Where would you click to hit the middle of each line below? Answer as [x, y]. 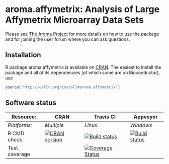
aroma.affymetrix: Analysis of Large [82, 9]
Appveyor [146, 117]
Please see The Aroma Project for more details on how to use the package [82, 34]
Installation [23, 55]
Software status [31, 103]
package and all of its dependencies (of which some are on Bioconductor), [82, 72]
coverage [19, 154]
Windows [141, 125]
